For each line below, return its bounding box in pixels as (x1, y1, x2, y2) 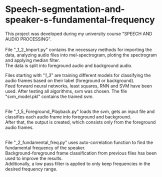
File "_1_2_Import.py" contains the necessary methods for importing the (5, 46, 152, 52)
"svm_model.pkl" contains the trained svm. (5, 93, 94, 99)
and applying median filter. (5, 57, 60, 63)
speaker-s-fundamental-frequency (5, 14, 155, 25)
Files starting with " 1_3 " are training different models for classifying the (5, 72, 151, 78)
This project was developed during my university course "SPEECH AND (5, 30, 152, 36)
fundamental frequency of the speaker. (5, 144, 86, 150)
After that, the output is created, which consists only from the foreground (5, 119, 156, 125)
